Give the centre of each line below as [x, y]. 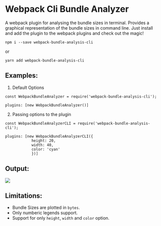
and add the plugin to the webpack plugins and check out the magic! [74, 33]
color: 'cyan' [46, 149]
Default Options [28, 87]
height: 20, [43, 141]
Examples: [22, 76]
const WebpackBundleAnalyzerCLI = [40, 123]
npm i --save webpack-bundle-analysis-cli [49, 42]
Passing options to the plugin [41, 114]
